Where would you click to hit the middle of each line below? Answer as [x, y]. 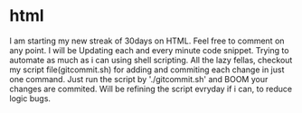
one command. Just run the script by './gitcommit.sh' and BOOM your [139, 79]
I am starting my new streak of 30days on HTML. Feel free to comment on [147, 41]
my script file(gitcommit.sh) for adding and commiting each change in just [147, 70]
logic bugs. [30, 98]
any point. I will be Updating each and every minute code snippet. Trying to [149, 50]
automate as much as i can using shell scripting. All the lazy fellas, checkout [151, 60]
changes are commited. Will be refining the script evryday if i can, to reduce [151, 89]
